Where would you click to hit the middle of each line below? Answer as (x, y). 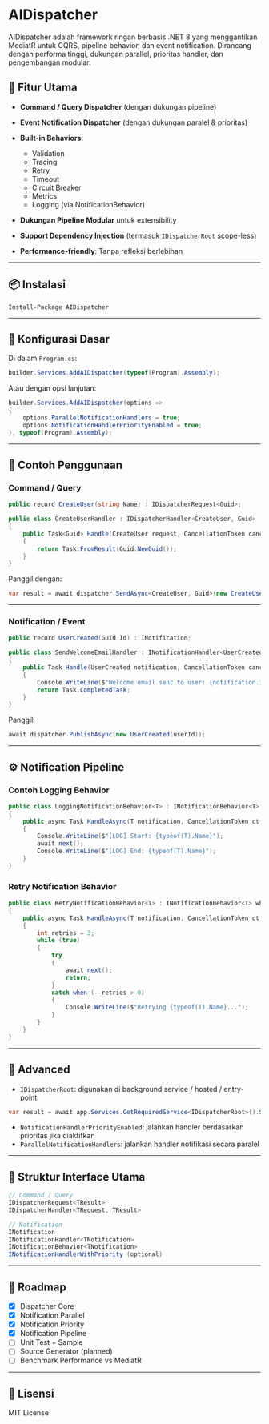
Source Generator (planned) (66, 1351)
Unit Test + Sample (51, 1342)
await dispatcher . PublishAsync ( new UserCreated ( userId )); (107, 735)
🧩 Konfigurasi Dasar (59, 339)
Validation (48, 153)
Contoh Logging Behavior (59, 790)
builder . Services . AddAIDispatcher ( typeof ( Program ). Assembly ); (114, 373)
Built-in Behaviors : (52, 138)
